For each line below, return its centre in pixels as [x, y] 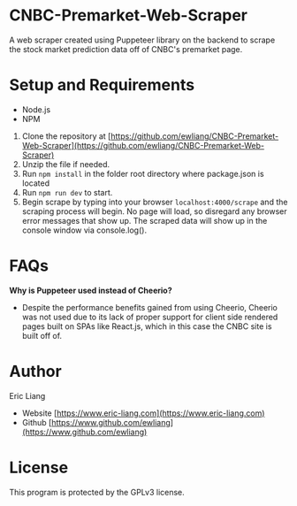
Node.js [36, 109]
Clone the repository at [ [66, 136]
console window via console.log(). [84, 230]
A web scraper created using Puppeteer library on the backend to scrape [142, 40]
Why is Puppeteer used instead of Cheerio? [91, 290]
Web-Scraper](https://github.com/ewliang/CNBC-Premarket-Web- [143, 145]
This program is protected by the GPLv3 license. [97, 492]
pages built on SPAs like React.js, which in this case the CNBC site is [147, 326]
